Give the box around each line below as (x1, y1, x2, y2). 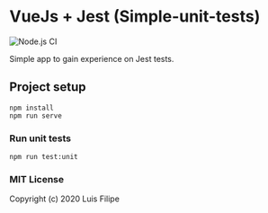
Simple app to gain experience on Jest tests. (9, 53, 174, 64)
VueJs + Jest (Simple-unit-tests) (9, 6, 261, 27)
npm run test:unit (9, 153, 78, 162)
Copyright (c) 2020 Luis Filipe (9, 193, 120, 204)
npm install (9, 103, 54, 112)
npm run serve (9, 111, 63, 120)
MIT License (9, 173, 65, 185)
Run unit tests (9, 132, 72, 145)
